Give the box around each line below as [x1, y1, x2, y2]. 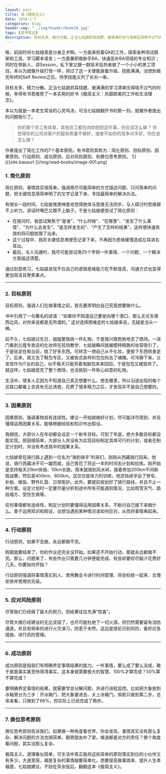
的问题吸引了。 [5, 114, 36, 120]
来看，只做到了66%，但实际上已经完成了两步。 [9, 698, 106, 704]
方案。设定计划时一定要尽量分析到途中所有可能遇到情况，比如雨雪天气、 [9, 485, 157, 491]
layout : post [5, 7, 32, 12]
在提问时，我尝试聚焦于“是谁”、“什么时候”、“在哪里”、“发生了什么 [12, 218, 147, 224]
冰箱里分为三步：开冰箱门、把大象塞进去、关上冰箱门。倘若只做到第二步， [5, 691, 157, 698]
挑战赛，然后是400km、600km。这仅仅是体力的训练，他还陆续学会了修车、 [5, 473, 160, 479]
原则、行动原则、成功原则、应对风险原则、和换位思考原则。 [9, 153, 131, 159]
